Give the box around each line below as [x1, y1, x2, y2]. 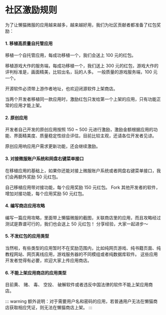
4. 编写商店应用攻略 [5, 203, 45, 209]
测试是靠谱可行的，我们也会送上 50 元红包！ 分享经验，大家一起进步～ [5, 221, 148, 227]
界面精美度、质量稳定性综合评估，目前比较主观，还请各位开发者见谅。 [13, 133, 157, 139]
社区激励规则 [5, 4, 58, 16]
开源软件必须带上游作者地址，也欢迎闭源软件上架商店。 [5, 86, 118, 92]
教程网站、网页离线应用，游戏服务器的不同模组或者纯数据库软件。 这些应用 [5, 251, 158, 257]
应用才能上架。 [13, 103, 44, 108]
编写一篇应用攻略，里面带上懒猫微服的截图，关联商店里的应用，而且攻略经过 [5, 214, 161, 220]
